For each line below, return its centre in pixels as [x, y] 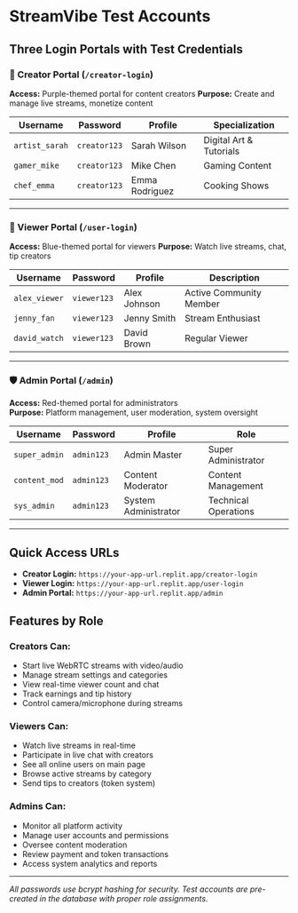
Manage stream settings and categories [95, 675]
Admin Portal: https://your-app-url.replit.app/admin [122, 593]
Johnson [142, 304]
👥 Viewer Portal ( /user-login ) [73, 226]
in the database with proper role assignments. [124, 898]
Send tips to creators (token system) [89, 783]
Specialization [244, 124]
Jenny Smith [150, 319]
